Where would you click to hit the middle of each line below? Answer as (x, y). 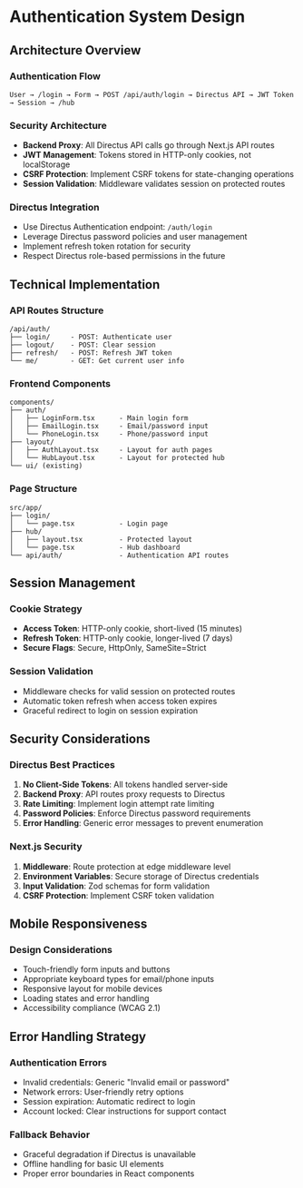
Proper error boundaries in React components (108, 1173)
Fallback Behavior (50, 1134)
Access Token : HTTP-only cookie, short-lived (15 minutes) (132, 629)
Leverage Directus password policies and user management (135, 237)
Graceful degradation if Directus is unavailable (109, 1154)
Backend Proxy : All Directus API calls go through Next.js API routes (148, 145)
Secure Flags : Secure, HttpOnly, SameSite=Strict (114, 648)
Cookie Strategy (46, 609)
